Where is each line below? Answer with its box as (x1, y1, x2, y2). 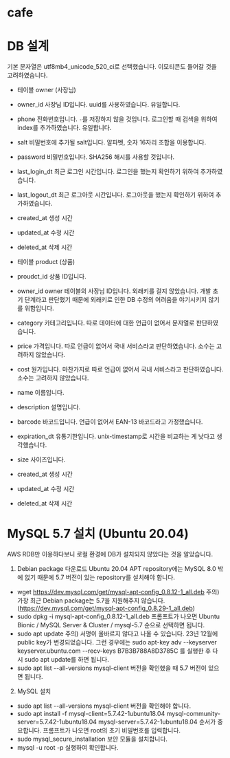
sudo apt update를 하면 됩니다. (24, 656, 110, 664)
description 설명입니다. (16, 403, 81, 411)
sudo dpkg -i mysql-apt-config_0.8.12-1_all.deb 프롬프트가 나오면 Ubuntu (16, 612, 220, 620)
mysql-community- (166, 710, 221, 718)
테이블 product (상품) (16, 258, 76, 266)
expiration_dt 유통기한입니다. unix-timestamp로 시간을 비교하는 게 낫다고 (16, 432, 215, 441)
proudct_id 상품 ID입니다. (16, 272, 87, 281)
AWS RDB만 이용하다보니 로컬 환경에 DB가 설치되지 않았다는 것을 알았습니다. (7, 550, 214, 559)
